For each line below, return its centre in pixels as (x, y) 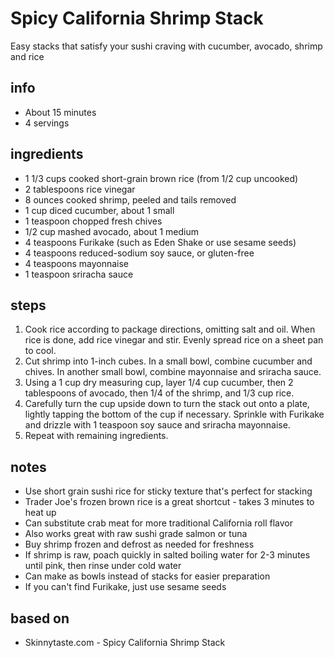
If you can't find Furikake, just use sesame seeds (125, 587)
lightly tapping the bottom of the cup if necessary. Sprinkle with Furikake (174, 414)
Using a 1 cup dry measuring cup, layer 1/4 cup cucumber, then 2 (159, 383)
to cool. (40, 351)
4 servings (47, 123)
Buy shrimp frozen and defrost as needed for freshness (139, 544)
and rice (27, 56)
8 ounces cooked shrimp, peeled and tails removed (130, 199)
